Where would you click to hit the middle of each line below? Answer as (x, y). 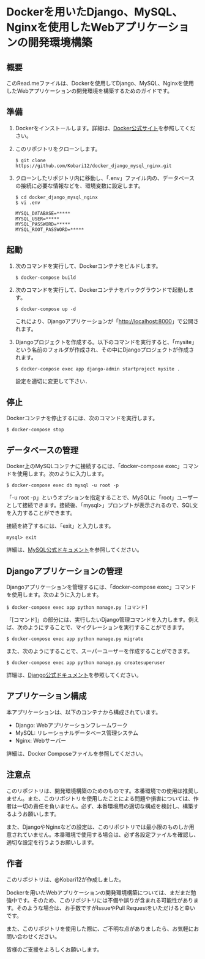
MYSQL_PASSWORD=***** (43, 224)
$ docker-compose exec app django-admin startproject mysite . (98, 369)
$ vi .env (28, 203)
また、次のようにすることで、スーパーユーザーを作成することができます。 (100, 651)
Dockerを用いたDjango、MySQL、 (95, 12)
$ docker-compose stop (35, 430)
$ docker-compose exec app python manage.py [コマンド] (77, 608)
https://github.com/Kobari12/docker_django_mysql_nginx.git (93, 166)
